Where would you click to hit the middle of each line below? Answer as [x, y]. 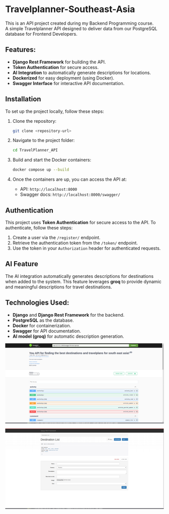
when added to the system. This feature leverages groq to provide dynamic [83, 281]
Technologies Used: [37, 303]
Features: [21, 50]
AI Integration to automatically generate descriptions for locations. [82, 72]
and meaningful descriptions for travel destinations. [59, 287]
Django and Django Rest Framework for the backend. [68, 315]
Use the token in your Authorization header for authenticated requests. [87, 248]
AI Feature [22, 264]
